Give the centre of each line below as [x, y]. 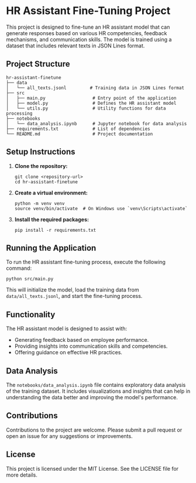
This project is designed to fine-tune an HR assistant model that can [88, 27]
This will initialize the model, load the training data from [73, 290]
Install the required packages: [52, 219]
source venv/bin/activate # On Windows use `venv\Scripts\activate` [101, 208]
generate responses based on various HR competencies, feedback [87, 33]
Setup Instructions [41, 152]
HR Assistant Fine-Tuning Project [88, 11]
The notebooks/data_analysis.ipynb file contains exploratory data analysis [96, 385]
